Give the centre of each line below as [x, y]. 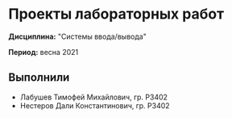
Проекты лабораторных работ [116, 14]
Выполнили [39, 78]
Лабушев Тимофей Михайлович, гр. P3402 [93, 97]
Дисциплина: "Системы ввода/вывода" [77, 36]
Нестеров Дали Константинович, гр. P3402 [95, 105]
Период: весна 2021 [43, 52]
